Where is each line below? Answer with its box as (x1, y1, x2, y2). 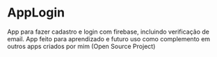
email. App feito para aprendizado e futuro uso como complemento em (7, 34, 211, 43)
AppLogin (7, 5, 65, 21)
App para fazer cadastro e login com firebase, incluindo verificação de (7, 27, 210, 36)
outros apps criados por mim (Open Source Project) (7, 42, 156, 50)
